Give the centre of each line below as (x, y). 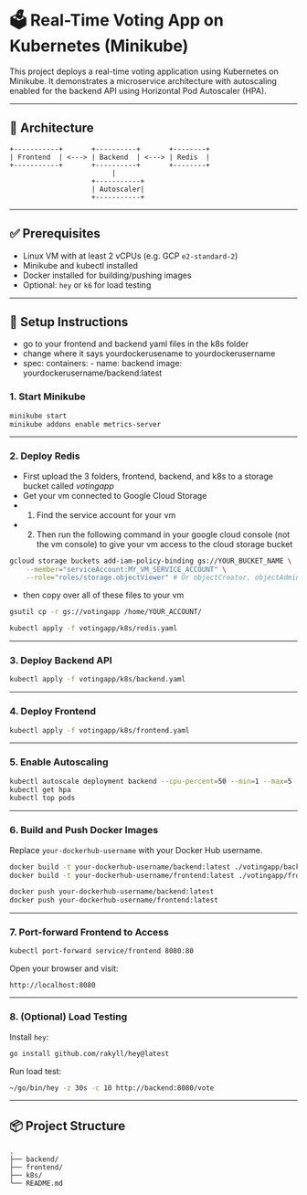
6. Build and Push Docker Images (84, 830)
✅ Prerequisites (55, 233)
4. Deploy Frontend (53, 712)
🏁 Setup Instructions (69, 322)
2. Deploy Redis (45, 456)
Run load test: (36, 1071)
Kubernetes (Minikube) (99, 46)
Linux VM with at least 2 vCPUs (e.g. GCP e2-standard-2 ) (130, 256)
